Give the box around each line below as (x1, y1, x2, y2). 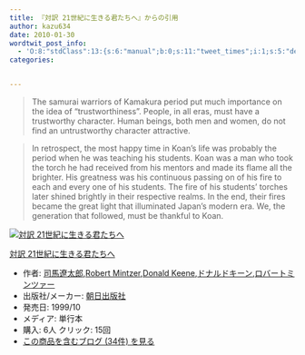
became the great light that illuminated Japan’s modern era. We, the (31, 201, 286, 212)
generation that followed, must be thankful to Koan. (31, 211, 224, 221)
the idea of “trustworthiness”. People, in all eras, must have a (31, 106, 261, 116)
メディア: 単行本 (22, 313, 84, 323)
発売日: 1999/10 (22, 301, 82, 312)
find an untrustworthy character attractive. (31, 125, 191, 136)
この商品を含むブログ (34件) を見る (22, 336, 155, 346)
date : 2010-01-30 (9, 30, 75, 39)
